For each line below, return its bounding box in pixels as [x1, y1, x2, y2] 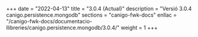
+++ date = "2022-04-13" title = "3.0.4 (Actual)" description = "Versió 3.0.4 [6, 5, 192, 12]
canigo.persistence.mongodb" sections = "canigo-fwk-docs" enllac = [6, 11, 177, 18]
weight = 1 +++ [121, 24, 158, 31]
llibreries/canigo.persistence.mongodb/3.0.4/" [6, 24, 120, 31]
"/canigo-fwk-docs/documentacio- [6, 18, 93, 24]
